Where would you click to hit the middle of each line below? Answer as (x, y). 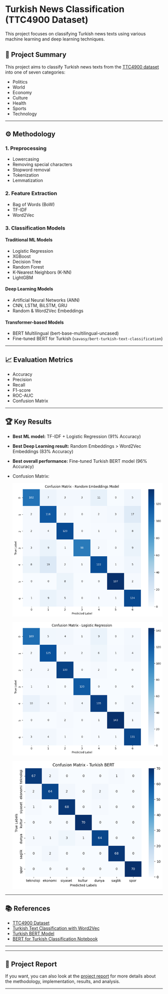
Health (19, 103)
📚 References (28, 909)
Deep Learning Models (29, 289)
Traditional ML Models (29, 240)
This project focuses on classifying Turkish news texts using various (75, 34)
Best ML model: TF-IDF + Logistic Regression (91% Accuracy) (76, 436)
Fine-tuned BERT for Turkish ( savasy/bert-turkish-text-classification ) (87, 339)
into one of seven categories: (35, 72)
